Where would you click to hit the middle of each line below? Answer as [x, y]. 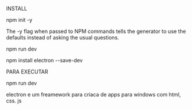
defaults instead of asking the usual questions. [63, 37]
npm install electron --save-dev [44, 60]
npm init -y [19, 20]
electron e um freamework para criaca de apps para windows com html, [94, 94]
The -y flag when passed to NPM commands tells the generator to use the [96, 31]
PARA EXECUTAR [27, 72]
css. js [14, 101]
